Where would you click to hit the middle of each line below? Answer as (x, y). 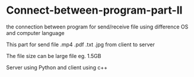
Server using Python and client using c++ (57, 67)
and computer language (35, 33)
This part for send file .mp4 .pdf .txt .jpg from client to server (81, 44)
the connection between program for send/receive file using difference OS (97, 27)
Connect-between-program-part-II (94, 10)
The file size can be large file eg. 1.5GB (54, 56)
